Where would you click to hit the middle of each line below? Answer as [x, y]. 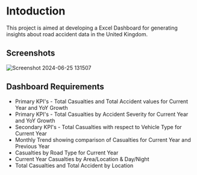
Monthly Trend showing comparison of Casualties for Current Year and [103, 139]
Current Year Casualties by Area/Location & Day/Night [82, 159]
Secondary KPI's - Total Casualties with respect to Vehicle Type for [98, 127]
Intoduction [36, 11]
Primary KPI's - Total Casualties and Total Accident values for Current [102, 101]
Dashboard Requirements [55, 87]
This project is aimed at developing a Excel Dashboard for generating [92, 28]
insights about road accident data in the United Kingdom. [77, 34]
